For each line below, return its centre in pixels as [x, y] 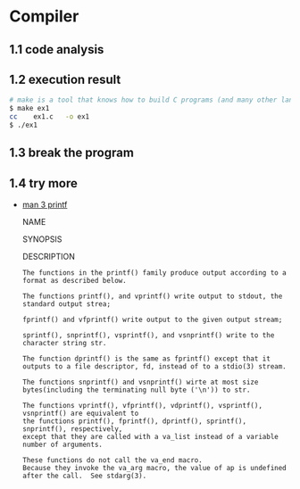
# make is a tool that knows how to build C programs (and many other [143, 100]
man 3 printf [45, 205]
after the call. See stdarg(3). [84, 476]
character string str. [64, 344]
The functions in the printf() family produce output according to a [154, 273]
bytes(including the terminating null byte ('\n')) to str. [136, 390]
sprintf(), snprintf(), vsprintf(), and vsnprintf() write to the [148, 336]
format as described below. [74, 281]
